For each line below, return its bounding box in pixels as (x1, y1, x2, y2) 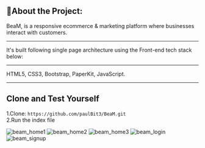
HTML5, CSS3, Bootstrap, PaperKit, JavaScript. (6, 70, 126, 77)
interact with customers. (6, 29, 68, 36)
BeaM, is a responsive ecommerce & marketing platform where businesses (6, 22, 195, 29)
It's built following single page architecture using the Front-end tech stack (6, 46, 192, 54)
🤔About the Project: (6, 6, 83, 16)
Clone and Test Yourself (6, 94, 99, 104)
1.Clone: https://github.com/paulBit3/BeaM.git (6, 110, 126, 117)
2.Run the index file (6, 116, 55, 124)
